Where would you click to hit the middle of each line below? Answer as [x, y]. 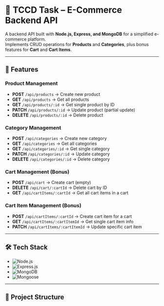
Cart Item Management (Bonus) [43, 206]
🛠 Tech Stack [26, 247]
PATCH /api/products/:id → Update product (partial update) [74, 110]
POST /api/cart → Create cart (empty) [51, 183]
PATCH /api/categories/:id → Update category [61, 154]
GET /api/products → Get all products [51, 99]
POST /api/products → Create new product [56, 94]
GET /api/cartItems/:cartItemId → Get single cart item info [73, 221]
